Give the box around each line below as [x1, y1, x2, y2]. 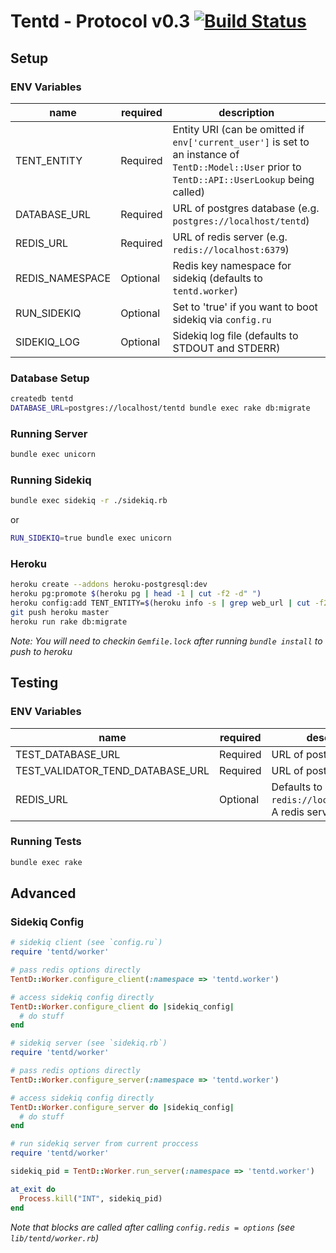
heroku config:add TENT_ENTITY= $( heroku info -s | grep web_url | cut [10, 598, 311, 609]
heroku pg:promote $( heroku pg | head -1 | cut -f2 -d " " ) [10, 589, 262, 599]
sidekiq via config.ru [172, 312, 272, 326]
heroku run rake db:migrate [10, 616, 128, 627]
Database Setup [10, 371, 90, 385]
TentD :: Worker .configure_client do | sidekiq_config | [10, 1001, 235, 1012]
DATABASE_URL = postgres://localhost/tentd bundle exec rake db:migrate [10, 403, 311, 414]
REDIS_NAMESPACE [15, 271, 112, 285]
